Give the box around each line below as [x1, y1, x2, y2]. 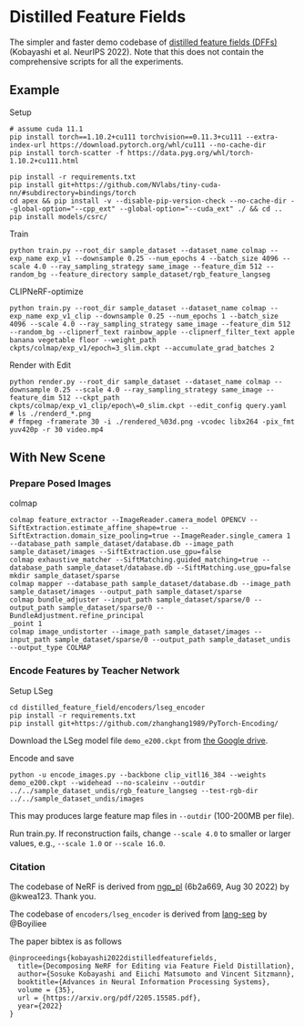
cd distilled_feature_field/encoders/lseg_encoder [9, 703, 206, 712]
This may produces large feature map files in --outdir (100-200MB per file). [9, 810, 295, 821]
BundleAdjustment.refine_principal [9, 612, 145, 621]
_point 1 [9, 619, 43, 629]
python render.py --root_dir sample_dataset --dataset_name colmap [9, 377, 271, 386]
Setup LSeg [9, 685, 54, 696]
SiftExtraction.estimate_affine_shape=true [9, 523, 177, 533]
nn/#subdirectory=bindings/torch [9, 188, 137, 197]
